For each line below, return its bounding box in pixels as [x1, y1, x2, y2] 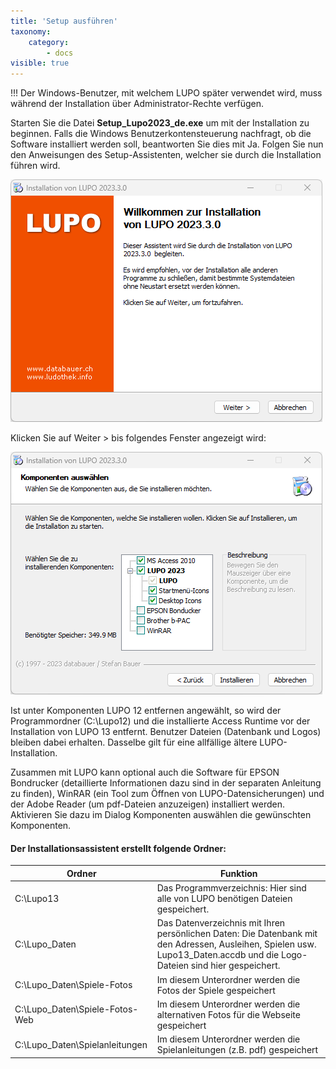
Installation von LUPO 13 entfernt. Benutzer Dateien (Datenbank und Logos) [10, 726, 322, 738]
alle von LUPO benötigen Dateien [156, 893, 293, 905]
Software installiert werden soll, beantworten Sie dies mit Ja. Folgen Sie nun [10, 138, 324, 150]
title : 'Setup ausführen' [10, 16, 118, 26]
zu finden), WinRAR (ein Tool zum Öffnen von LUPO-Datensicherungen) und [10, 788, 325, 800]
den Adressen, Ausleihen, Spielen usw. [156, 938, 317, 950]
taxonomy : [10, 26, 52, 37]
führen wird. [10, 160, 61, 172]
